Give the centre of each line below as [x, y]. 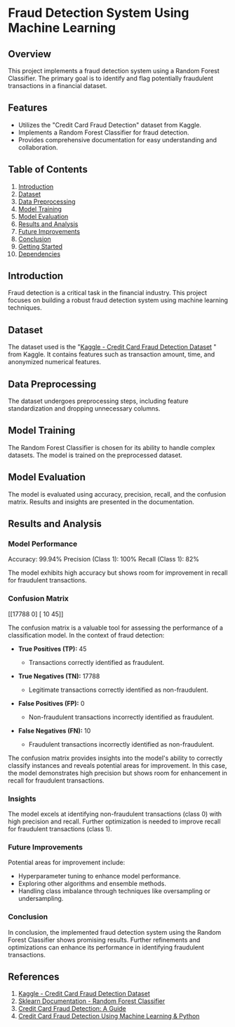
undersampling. [41, 899]
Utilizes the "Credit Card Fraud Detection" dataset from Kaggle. [110, 125]
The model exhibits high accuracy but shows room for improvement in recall [118, 573]
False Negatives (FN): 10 [54, 730]
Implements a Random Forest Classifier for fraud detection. [103, 132]
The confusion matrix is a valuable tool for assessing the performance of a [116, 628]
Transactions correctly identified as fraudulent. [96, 662]
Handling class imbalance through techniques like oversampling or [114, 891]
